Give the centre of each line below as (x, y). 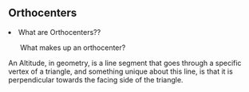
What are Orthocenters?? (60, 32)
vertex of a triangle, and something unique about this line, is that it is (121, 71)
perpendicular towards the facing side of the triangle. (96, 79)
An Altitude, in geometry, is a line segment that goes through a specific (125, 63)
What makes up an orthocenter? (73, 48)
